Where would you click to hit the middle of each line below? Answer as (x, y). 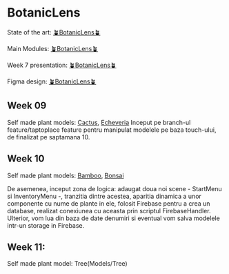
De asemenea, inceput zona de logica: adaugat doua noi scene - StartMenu (114, 188)
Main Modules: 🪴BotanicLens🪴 (53, 48)
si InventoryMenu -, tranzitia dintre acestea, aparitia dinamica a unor (104, 196)
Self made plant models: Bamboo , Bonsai (66, 175)
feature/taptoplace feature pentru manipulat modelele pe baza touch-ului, (112, 130)
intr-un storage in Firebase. (46, 225)
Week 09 (27, 106)
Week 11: (27, 247)
